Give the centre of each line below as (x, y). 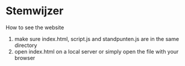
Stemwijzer (35, 11)
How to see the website (35, 27)
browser (25, 58)
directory (26, 45)
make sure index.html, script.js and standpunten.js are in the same (96, 39)
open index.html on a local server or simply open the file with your (96, 51)
